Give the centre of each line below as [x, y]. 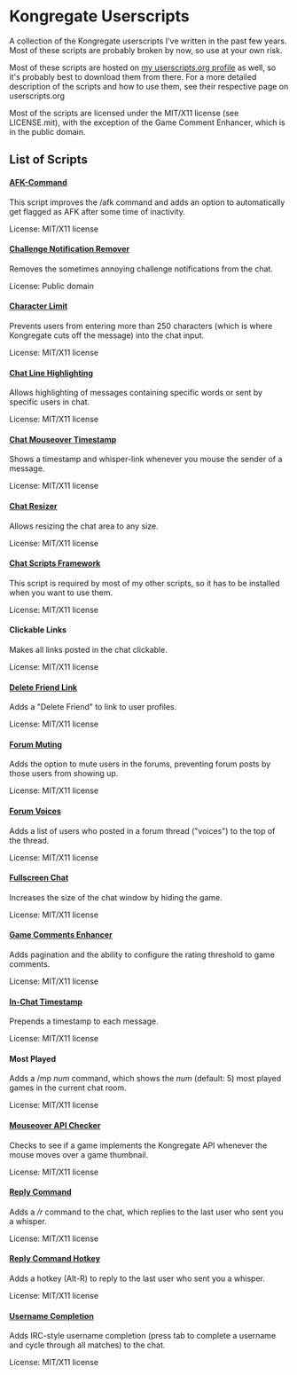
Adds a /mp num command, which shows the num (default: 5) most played [145, 1079]
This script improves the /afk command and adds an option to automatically [147, 202]
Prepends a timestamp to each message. [84, 1021]
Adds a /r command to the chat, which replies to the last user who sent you [146, 1212]
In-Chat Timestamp [46, 1002]
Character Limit [39, 306]
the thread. [29, 840]
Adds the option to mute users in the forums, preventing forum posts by [140, 764]
